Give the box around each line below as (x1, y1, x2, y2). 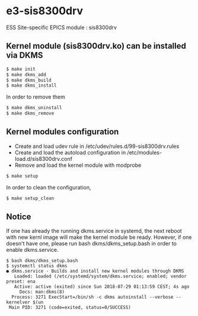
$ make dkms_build (6, 77, 52, 83)
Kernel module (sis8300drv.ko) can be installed (6, 41, 187, 51)
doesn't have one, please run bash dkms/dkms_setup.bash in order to (6, 240, 177, 247)
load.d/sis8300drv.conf (14, 155, 73, 162)
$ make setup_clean (6, 195, 55, 201)
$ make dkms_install (6, 83, 58, 89)
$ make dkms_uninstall (6, 105, 62, 111)
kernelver (6, 299, 31, 305)
